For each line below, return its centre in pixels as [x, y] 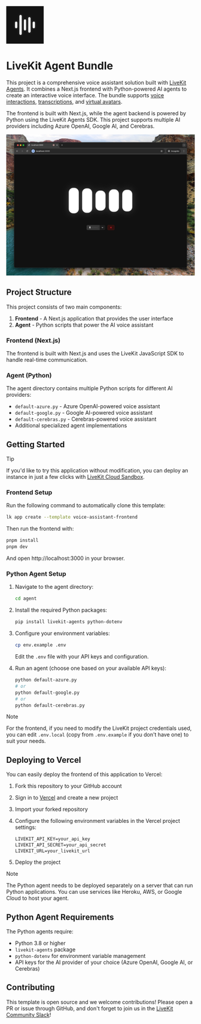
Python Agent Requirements [60, 917]
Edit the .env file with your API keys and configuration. [82, 657]
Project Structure [39, 293]
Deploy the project [38, 862]
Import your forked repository [51, 809]
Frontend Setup [29, 493]
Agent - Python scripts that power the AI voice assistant [84, 325]
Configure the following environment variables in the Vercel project [98, 821]
